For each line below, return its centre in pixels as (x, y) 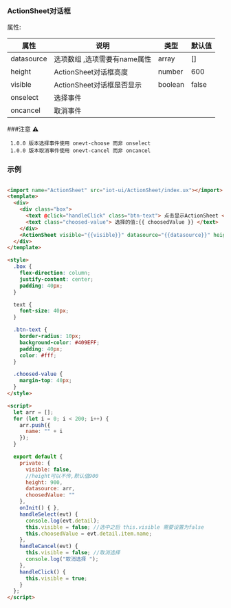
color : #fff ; (38, 355)
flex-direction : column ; (55, 273)
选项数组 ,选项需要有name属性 (103, 59)
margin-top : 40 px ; (46, 381)
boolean (171, 85)
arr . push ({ (35, 425)
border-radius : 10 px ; (50, 336)
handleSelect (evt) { (49, 514)
